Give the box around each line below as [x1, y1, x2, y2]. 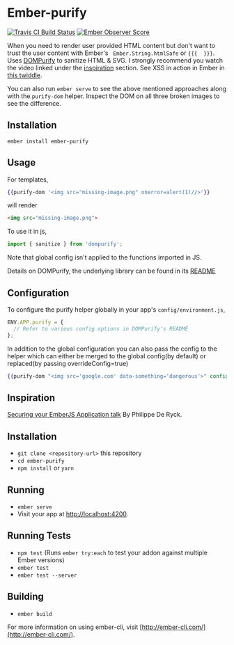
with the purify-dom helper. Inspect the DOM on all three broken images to [7, 92, 220, 100]
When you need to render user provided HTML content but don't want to [7, 41, 216, 49]
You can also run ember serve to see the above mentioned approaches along [7, 84, 227, 93]
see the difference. [7, 99, 61, 107]
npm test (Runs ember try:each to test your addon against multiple [17, 548, 208, 557]
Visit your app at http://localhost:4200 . [17, 509, 129, 518]
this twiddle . [7, 71, 42, 79]
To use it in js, [7, 228, 47, 236]
